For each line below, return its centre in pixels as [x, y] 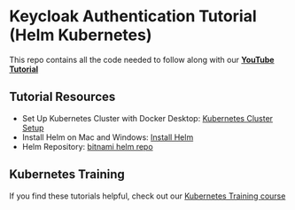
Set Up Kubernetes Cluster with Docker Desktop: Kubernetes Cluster [147, 118]
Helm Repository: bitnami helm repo [87, 146]
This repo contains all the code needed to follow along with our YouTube [142, 59]
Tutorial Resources [62, 97]
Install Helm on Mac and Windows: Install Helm [108, 137]
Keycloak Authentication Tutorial [133, 16]
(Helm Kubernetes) [81, 35]
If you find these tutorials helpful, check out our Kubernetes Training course [147, 196]
